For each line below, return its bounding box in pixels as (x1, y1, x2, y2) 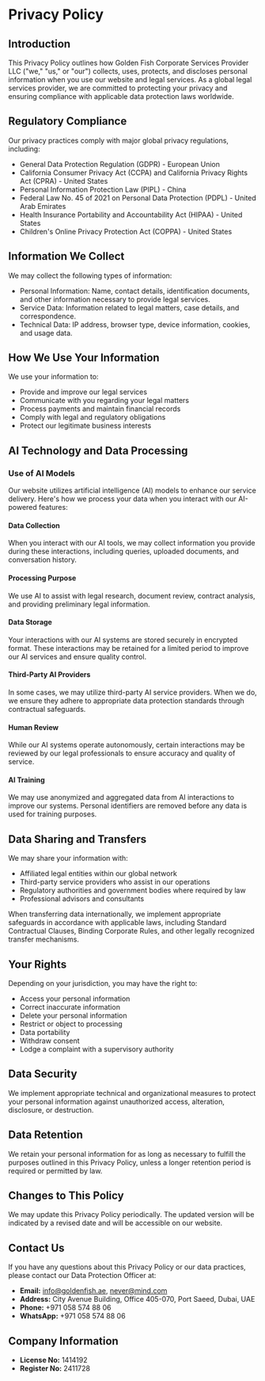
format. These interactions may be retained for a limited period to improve (8, 643, 249, 652)
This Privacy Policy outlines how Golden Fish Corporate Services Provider (8, 58, 249, 67)
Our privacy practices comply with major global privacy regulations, (8, 135, 229, 145)
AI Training (8, 774, 45, 785)
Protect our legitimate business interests (19, 421, 152, 431)
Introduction (8, 37, 71, 51)
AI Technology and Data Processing (8, 443, 188, 457)
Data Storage (8, 618, 53, 627)
